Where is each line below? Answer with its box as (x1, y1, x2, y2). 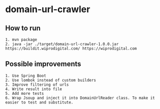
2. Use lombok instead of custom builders (5, 78, 96, 83)
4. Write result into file (5, 86, 62, 92)
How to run (5, 24, 41, 32)
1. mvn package (5, 37, 37, 42)
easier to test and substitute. (5, 100, 73, 105)
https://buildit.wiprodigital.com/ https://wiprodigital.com (5, 46, 137, 51)
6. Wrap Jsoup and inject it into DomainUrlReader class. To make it (5, 95, 155, 100)
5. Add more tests (5, 91, 44, 96)
